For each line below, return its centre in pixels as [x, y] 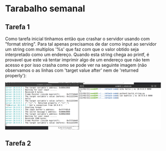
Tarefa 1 [18, 27]
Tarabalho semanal [45, 9]
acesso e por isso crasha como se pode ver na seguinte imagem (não [76, 65]
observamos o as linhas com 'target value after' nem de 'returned [72, 70]
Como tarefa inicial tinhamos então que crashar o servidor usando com [77, 39]
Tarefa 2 [18, 143]
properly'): [16, 75]
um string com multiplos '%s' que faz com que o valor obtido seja [72, 49]
